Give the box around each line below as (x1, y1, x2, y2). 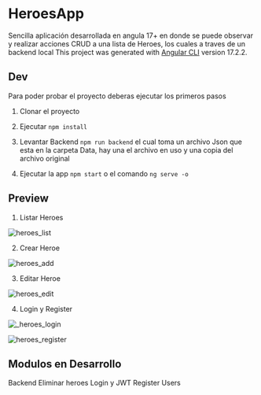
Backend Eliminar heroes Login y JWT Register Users (8, 378, 181, 388)
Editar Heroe (19, 273, 61, 283)
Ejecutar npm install (19, 121, 88, 131)
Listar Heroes (19, 212, 64, 222)
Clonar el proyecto (19, 106, 80, 116)
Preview (8, 192, 50, 205)
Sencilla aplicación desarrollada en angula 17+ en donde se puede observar (8, 31, 254, 40)
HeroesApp (8, 5, 85, 23)
